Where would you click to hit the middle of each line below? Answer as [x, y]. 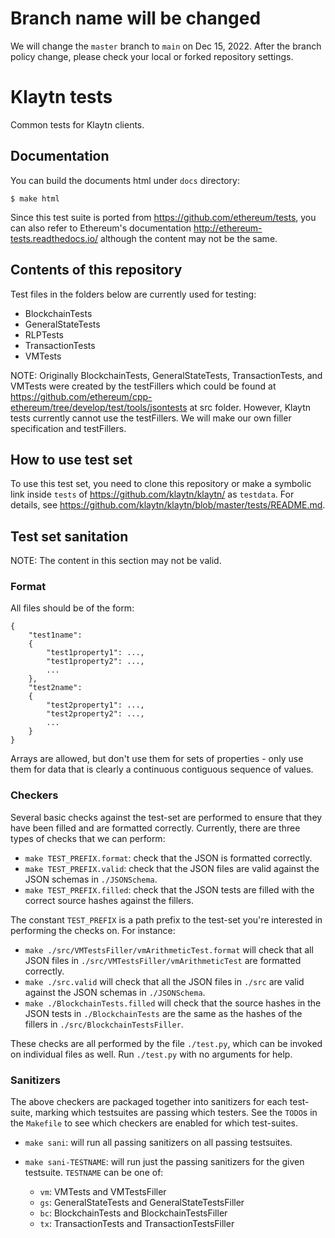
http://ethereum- [228, 228]
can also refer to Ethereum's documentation [101, 228]
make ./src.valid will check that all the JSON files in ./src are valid [164, 981]
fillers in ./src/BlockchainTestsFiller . [104, 1024]
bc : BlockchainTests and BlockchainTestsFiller [133, 1213]
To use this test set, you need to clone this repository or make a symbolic [161, 484]
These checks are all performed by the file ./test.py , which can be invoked [166, 1043]
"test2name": [55, 688]
